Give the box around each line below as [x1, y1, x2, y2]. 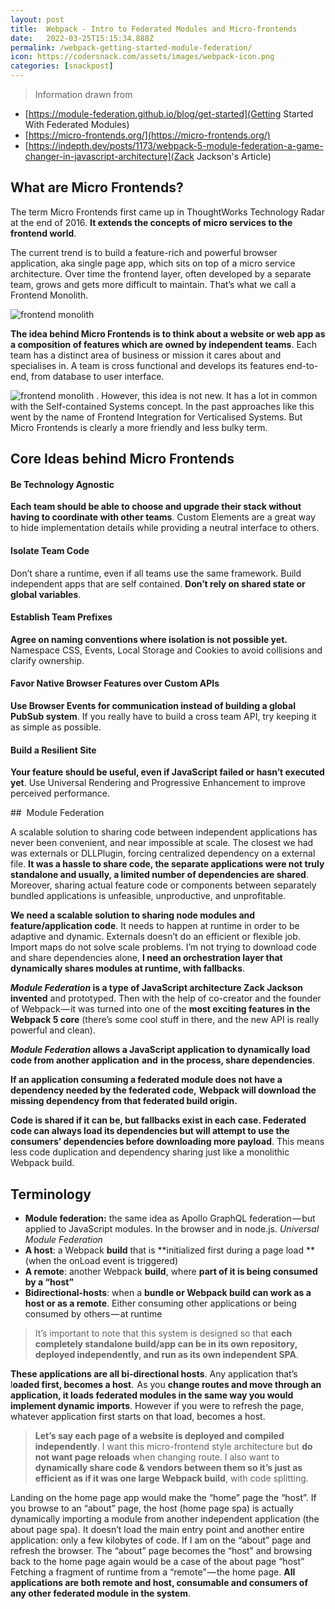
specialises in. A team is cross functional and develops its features [10, 359, 285, 371]
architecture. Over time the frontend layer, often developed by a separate [10, 267, 312, 280]
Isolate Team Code [10, 545, 90, 556]
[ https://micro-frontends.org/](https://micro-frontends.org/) [24, 129, 271, 141]
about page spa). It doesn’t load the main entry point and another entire [10, 1524, 305, 1536]
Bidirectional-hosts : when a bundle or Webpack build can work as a [24, 1287, 312, 1299]
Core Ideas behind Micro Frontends [10, 451, 235, 468]
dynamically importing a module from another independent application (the [10, 1513, 320, 1525]
